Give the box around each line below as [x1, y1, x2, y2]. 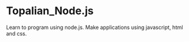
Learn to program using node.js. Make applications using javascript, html [6, 24, 183, 31]
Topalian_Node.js [6, 4, 94, 18]
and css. [6, 30, 27, 37]
